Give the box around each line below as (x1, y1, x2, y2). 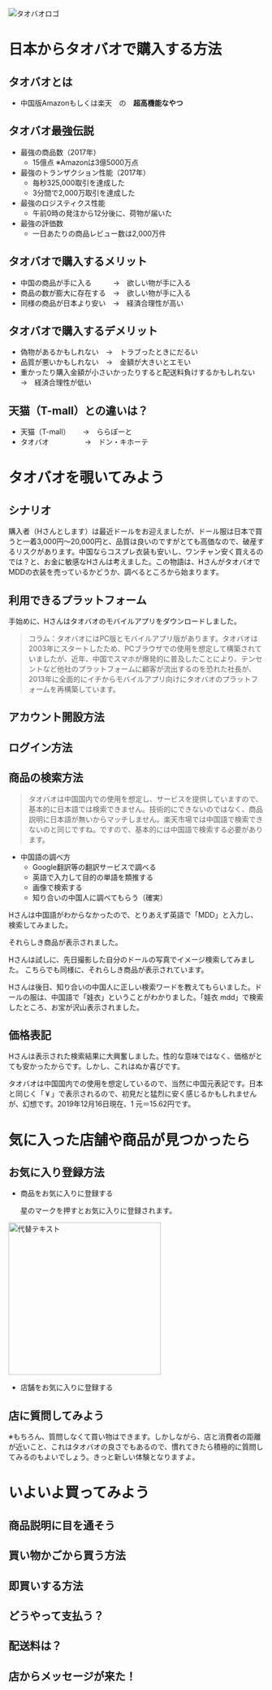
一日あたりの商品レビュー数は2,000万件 (32, 228, 166, 238)
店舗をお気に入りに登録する (19, 1383, 114, 1392)
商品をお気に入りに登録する (19, 1188, 114, 1198)
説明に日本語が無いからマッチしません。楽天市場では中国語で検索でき (28, 814, 264, 824)
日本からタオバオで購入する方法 (8, 41, 222, 59)
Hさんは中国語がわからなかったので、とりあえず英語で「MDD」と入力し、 (8, 910, 258, 919)
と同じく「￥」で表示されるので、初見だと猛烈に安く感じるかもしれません (8, 1089, 257, 1099)
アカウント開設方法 (8, 710, 105, 724)
